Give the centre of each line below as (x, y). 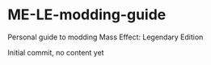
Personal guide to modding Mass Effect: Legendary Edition (105, 37)
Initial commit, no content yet (56, 52)
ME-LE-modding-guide (87, 15)
